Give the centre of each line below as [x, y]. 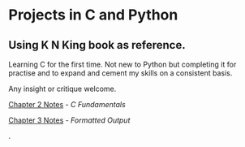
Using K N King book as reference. [97, 45]
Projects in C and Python [93, 15]
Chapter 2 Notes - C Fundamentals [67, 104]
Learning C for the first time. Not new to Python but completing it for [122, 64]
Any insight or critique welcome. [62, 89]
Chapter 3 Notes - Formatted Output [69, 120]
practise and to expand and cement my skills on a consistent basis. [120, 73]
